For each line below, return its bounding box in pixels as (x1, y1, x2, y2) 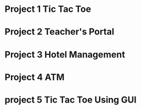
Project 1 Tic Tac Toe (4, 3, 91, 15)
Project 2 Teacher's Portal (4, 26, 115, 38)
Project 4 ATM (4, 71, 65, 83)
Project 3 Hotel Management (4, 49, 125, 60)
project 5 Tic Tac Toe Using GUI (4, 94, 137, 105)
